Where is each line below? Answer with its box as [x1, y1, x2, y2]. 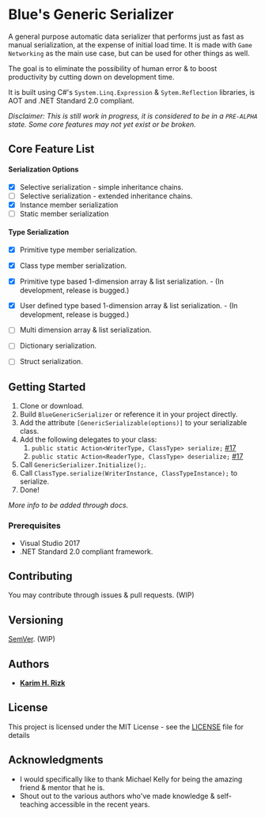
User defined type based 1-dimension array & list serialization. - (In [19, 301, 238, 311]
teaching [19, 800, 49, 809]
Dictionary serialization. [19, 341, 97, 351]
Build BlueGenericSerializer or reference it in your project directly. [19, 409, 238, 420]
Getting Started [8, 380, 86, 393]
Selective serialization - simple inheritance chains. [19, 182, 184, 191]
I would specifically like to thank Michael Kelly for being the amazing [19, 774, 243, 784]
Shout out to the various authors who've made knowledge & [19, 791, 215, 800]
